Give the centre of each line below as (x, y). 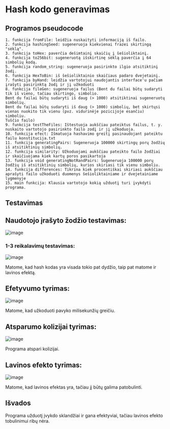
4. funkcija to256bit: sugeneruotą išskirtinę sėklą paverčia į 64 (78, 58)
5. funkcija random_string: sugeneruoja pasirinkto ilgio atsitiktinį (82, 67)
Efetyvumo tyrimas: (37, 288)
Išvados (18, 403)
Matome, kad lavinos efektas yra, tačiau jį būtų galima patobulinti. (74, 387)
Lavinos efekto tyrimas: (44, 365)
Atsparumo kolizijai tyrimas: (51, 327)
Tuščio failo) (20, 121)
